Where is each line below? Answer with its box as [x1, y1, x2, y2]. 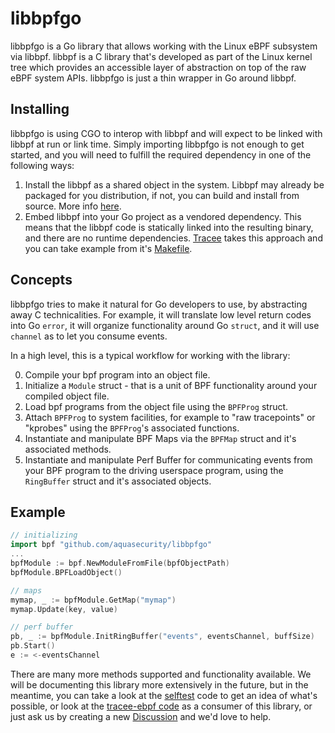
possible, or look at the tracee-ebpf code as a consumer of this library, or [10, 700, 313, 712]
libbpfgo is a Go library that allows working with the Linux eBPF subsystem [10, 40, 318, 52]
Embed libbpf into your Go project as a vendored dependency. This [24, 210, 302, 222]
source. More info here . [24, 200, 122, 212]
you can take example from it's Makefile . [24, 242, 193, 254]
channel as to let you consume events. [10, 330, 168, 342]
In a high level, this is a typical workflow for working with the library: [10, 349, 291, 361]
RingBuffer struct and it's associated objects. [24, 475, 212, 487]
